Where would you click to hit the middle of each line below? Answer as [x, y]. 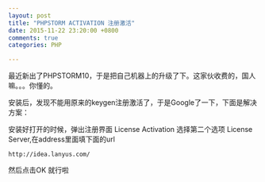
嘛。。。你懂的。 [33, 86]
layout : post [30, 15]
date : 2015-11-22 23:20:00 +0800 [63, 30]
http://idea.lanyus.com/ [49, 155]
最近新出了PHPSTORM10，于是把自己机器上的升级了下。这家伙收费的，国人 [132, 76]
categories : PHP [35, 45]
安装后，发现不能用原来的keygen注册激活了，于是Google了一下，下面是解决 [133, 103]
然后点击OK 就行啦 [39, 170]
